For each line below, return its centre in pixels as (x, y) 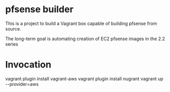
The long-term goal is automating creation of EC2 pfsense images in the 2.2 (85, 39)
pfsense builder (40, 9)
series (12, 44)
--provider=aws (22, 84)
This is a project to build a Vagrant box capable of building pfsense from (81, 23)
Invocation (28, 65)
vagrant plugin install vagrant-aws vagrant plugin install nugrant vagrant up (84, 79)
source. (13, 28)
